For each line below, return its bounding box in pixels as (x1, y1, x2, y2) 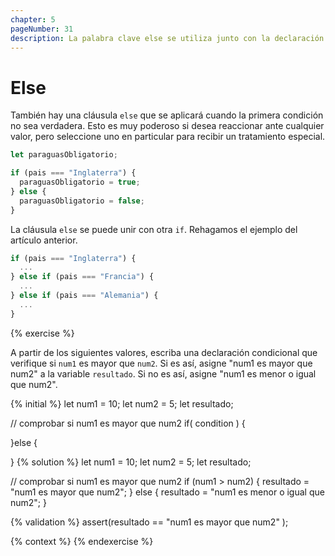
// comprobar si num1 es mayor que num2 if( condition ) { (10, 417, 246, 429)
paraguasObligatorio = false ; (19, 196, 145, 206)
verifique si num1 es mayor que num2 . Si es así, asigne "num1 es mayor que (10, 357, 313, 369)
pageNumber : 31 (10, 24, 74, 34)
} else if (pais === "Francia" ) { (10, 272, 155, 282)
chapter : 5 (10, 14, 56, 25)
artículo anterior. (10, 234, 78, 246)
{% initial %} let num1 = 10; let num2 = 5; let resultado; (10, 397, 234, 410)
